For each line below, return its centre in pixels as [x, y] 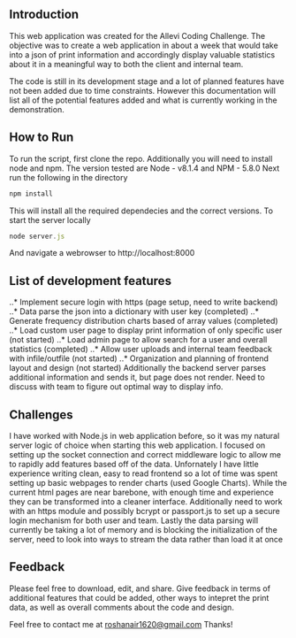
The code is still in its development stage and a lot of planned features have [147, 81]
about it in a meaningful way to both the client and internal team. [126, 64]
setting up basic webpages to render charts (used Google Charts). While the [148, 483]
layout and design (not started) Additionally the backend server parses [138, 368]
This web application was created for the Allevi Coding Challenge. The [137, 35]
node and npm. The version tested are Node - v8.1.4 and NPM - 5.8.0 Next [144, 168]
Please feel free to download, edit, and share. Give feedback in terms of [140, 588]
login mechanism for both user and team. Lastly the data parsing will [134, 520]
